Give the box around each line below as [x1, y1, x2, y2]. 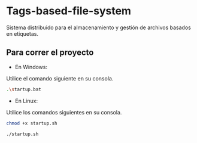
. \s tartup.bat [6, 86, 42, 92]
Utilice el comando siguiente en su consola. [6, 74, 114, 82]
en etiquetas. [6, 30, 39, 37]
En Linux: [14, 97, 38, 104]
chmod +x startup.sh [6, 120, 58, 126]
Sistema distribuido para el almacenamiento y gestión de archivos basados [6, 24, 192, 31]
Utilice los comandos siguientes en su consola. [6, 108, 122, 116]
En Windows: [14, 63, 48, 70]
